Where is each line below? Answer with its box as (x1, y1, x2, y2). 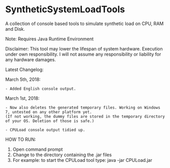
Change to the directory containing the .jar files (12, 152, 112, 158)
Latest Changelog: (5, 66, 44, 73)
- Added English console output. (5, 86, 76, 91)
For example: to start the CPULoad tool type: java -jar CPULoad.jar (12, 157, 153, 163)
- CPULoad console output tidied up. (5, 127, 86, 132)
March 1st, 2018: (5, 95, 40, 101)
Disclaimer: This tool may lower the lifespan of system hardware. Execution (5, 45, 163, 52)
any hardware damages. (5, 56, 56, 62)
